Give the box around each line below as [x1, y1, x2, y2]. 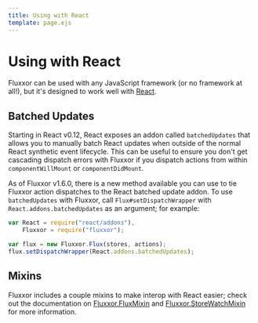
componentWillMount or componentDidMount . [8, 164, 144, 173]
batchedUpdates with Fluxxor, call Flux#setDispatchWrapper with [8, 195, 212, 205]
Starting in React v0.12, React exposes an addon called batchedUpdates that [8, 130, 251, 140]
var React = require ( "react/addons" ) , [8, 219, 135, 227]
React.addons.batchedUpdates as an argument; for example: [8, 204, 200, 213]
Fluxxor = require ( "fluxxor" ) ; [22, 227, 125, 234]
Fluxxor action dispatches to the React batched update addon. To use [8, 187, 233, 197]
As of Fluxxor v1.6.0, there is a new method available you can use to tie [8, 179, 238, 188]
